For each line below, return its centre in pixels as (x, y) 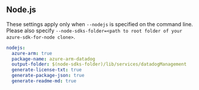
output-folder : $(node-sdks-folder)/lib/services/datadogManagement (99, 64)
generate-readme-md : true (44, 81)
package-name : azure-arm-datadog (54, 59)
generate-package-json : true (48, 76)
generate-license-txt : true (47, 70)
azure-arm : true (32, 53)
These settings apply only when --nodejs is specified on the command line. (100, 24)
